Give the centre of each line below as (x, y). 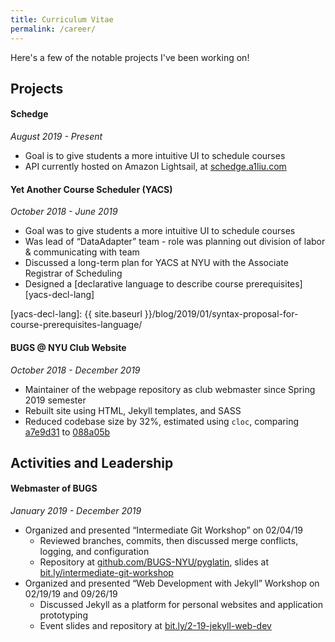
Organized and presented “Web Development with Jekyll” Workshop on (172, 583)
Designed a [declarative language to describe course (134, 284)
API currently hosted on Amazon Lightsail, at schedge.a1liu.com (155, 167)
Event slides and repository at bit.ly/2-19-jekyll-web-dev (155, 626)
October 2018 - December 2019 (75, 370)
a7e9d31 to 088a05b (67, 432)
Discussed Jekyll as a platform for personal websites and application (181, 605)
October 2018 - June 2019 (64, 212)
